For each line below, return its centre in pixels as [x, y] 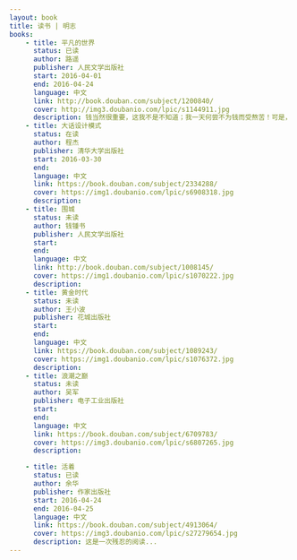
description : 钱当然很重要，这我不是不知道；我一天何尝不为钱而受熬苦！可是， [162, 117]
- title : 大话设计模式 [64, 126]
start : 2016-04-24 [67, 500]
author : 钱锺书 [59, 226]
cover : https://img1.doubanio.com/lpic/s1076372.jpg [133, 359]
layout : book [34, 17]
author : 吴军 [56, 392]
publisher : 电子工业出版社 [78, 401]
